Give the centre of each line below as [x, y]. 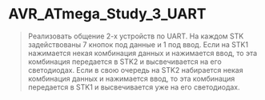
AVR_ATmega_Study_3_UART [107, 14]
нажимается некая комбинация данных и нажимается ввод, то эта [143, 53]
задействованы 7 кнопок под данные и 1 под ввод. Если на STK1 [138, 44]
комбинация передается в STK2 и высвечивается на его [124, 62]
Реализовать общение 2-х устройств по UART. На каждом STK [136, 36]
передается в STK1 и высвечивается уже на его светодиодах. [134, 87]
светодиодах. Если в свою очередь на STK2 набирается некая [135, 70]
